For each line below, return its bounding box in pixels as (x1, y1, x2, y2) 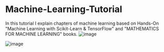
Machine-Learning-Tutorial (5, 4, 122, 15)
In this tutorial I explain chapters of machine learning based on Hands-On (5, 20, 159, 26)
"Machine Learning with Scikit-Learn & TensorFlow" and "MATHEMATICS (5, 25, 159, 31)
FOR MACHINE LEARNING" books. (5, 31, 78, 37)
